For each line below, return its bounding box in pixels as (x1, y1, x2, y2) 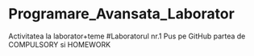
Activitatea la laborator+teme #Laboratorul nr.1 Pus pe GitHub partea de (8, 31, 246, 41)
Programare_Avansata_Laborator (8, 5, 235, 23)
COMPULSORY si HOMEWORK (8, 39, 111, 49)
